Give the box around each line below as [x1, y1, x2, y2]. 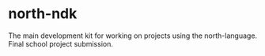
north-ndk [8, 5, 78, 23]
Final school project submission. [8, 39, 113, 48]
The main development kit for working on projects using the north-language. [8, 31, 258, 40]
